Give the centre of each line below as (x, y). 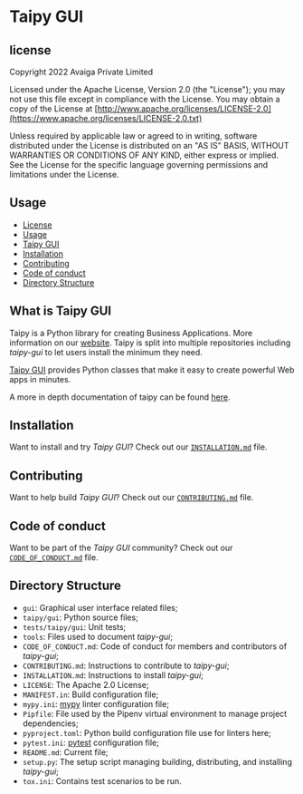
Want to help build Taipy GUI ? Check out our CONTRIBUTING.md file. (132, 498)
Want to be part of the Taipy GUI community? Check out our (121, 548)
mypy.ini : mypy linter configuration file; (96, 703)
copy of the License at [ (53, 109)
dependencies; (50, 723)
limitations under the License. (64, 174)
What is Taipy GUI (61, 311)
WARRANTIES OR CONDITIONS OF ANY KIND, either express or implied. (144, 155)
